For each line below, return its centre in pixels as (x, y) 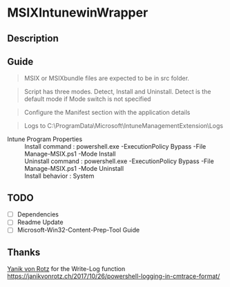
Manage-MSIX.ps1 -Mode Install (70, 154)
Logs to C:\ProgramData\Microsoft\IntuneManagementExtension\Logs (123, 126)
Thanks (24, 252)
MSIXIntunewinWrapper (78, 13)
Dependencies (38, 214)
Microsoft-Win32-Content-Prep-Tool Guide (78, 230)
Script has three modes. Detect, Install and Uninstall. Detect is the (117, 92)
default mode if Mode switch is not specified (87, 99)
